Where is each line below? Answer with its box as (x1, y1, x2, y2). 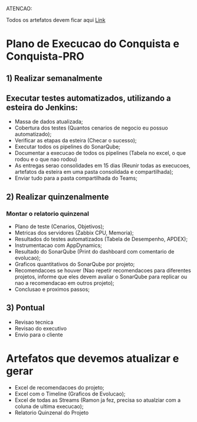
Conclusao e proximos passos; (14, 286, 90, 293)
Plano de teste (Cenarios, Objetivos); (14, 223, 104, 230)
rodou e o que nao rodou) (14, 156, 78, 163)
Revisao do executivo (14, 324, 67, 332)
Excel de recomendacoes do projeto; (14, 384, 104, 391)
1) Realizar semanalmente (6, 73, 103, 83)
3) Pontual (6, 303, 45, 313)
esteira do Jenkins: (6, 102, 78, 112)
